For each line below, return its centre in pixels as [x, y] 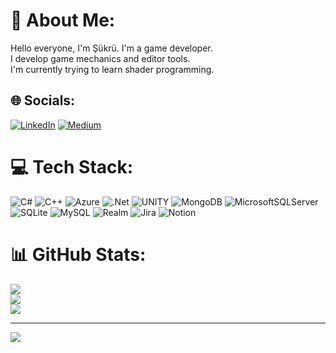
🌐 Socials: [43, 100]
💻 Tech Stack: [72, 166]
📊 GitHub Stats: [78, 254]
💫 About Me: [63, 20]
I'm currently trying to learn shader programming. [112, 69]
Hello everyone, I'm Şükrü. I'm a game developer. [111, 48]
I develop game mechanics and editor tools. [100, 58]
